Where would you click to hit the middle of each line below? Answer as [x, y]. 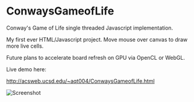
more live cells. [25, 46]
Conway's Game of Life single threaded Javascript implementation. [90, 28]
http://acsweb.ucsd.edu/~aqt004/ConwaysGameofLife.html [80, 81]
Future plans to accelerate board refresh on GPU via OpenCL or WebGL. [96, 57]
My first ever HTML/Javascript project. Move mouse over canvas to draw [97, 39]
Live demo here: [27, 69]
